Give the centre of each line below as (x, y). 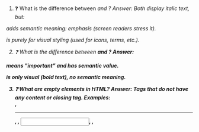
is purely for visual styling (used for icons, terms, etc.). (73, 40)
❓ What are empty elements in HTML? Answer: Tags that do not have (101, 89)
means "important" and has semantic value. (62, 65)
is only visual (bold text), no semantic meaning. (66, 77)
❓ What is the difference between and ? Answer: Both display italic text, (102, 8)
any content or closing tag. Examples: (62, 98)
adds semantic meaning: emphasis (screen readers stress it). (81, 28)
